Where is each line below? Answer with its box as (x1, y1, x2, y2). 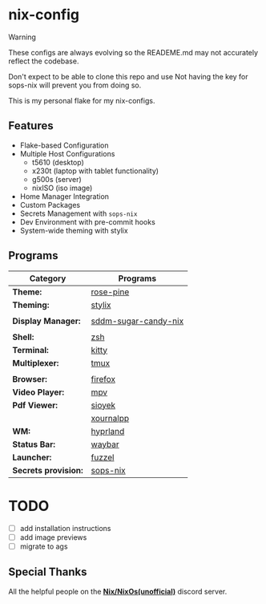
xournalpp (91, 412, 130, 424)
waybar (91, 439, 119, 450)
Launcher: (12, 452, 52, 463)
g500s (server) (31, 174, 82, 184)
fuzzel (91, 452, 115, 463)
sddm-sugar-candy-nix (91, 315, 184, 326)
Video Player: (12, 387, 65, 398)
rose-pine (91, 286, 130, 298)
